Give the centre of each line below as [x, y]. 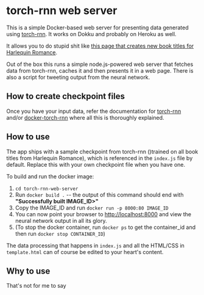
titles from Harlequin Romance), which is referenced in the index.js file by [100, 158]
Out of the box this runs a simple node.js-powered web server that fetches [100, 64]
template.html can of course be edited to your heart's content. [85, 252]
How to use [28, 137]
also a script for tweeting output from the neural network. [78, 77]
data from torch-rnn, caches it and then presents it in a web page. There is [100, 70]
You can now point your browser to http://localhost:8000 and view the [103, 214]
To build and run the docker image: [50, 176]
